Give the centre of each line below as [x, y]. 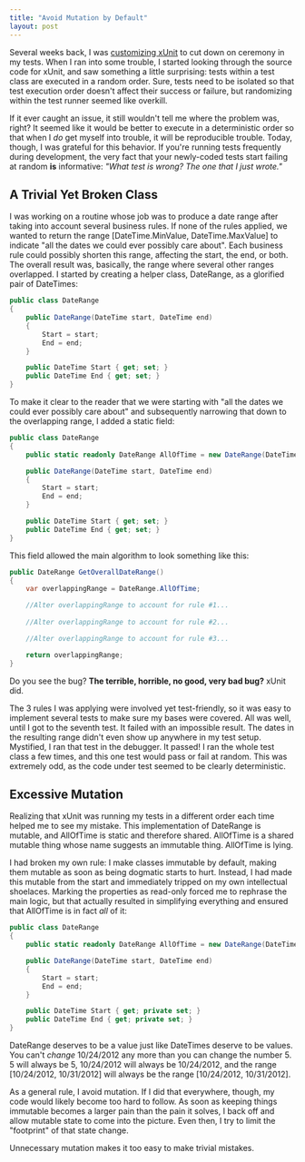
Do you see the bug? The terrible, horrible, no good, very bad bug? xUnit [148, 681]
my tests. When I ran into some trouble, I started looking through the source [151, 62]
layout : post [34, 26]
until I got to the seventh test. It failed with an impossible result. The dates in [152, 727]
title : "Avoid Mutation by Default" [79, 18]
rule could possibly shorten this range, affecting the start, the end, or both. [149, 255]
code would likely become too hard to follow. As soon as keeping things [143, 1101]
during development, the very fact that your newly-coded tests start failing [149, 156]
